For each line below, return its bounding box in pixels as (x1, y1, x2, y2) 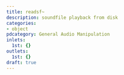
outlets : (6, 48, 29, 54)
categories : (6, 20, 36, 26)
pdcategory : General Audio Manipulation (6, 31, 111, 37)
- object (6, 25, 29, 32)
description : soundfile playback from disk (6, 15, 119, 21)
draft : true (6, 59, 36, 65)
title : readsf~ (6, 8, 45, 15)
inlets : (6, 37, 26, 43)
